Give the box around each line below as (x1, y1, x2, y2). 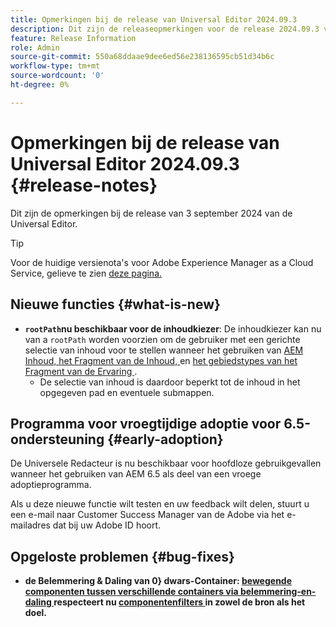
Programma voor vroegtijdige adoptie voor (10, 415, 282, 432)
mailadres (10, 519, 51, 531)
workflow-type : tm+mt (10, 61, 101, 71)
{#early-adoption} (107, 431, 224, 448)
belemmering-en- (239, 586, 317, 598)
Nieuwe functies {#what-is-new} (10, 296, 221, 313)
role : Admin (10, 42, 60, 53)
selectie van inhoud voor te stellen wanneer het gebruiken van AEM (24, 344, 304, 356)
